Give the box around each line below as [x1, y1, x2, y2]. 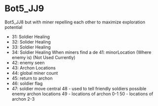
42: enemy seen [11, 60, 45, 65]
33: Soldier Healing [11, 44, 51, 50]
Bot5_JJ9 [4, 3, 44, 14]
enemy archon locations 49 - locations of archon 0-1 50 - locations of [11, 91, 154, 97]
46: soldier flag [11, 80, 43, 86]
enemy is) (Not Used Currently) [11, 54, 76, 60]
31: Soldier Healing [11, 34, 50, 40]
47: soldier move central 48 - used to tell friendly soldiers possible [11, 85, 147, 91]
